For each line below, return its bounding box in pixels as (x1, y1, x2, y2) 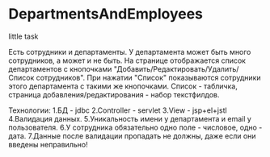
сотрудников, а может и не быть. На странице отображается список (8, 56, 247, 65)
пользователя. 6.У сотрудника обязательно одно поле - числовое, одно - (8, 122, 263, 132)
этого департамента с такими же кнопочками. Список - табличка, (8, 81, 238, 91)
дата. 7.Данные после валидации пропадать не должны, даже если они (8, 130, 256, 141)
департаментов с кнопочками (8, 64, 112, 73)
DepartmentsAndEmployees (8, 5, 204, 23)
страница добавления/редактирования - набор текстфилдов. (8, 89, 220, 99)
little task (8, 31, 39, 41)
